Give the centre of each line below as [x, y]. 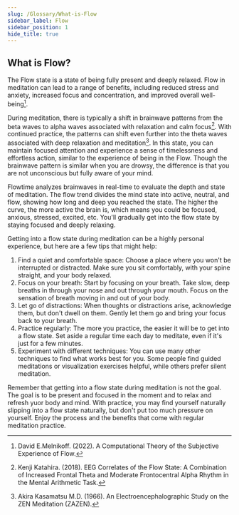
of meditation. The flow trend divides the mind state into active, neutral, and [118, 195]
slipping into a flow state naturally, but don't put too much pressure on [110, 410]
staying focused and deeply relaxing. [62, 225]
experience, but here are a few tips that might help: [82, 246]
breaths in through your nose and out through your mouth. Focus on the [123, 290]
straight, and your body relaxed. [64, 275]
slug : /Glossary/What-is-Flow [52, 14]
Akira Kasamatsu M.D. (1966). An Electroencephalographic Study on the [123, 496]
